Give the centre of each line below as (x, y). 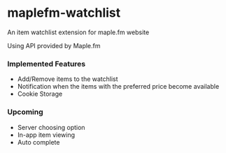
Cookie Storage (40, 94)
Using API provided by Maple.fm (54, 45)
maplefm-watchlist (64, 13)
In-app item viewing (46, 135)
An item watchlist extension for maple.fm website (78, 32)
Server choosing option (51, 127)
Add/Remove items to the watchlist (68, 79)
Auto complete (38, 142)
